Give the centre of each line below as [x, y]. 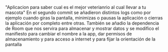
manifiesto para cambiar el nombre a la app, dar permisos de [69, 34]
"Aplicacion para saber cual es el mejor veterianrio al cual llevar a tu [76, 7]
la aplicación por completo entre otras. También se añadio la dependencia [82, 23]
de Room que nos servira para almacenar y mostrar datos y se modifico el [82, 28]
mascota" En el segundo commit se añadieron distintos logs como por [78, 12]
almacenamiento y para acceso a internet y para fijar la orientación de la [80, 39]
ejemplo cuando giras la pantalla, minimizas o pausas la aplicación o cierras [84, 18]
